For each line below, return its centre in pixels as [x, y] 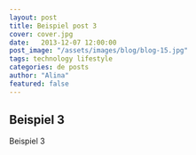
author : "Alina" [39, 76]
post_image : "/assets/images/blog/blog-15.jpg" [99, 51]
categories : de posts [49, 68]
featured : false [39, 84]
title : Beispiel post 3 [53, 26]
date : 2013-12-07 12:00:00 [63, 42]
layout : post [33, 17]
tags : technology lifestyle [61, 59]
